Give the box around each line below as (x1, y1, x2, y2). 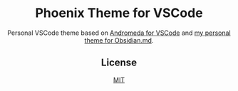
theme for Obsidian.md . (84, 36, 154, 44)
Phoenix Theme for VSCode (34, 5, 204, 21)
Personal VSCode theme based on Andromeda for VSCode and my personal (7, 28, 231, 37)
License (101, 57, 137, 69)
